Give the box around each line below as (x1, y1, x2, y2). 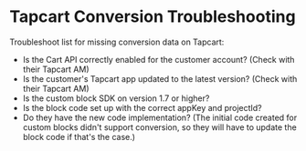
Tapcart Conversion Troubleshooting (9, 6, 296, 27)
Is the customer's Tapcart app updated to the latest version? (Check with (22, 73, 298, 84)
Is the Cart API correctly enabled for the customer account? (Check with (22, 54, 295, 65)
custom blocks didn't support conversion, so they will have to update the (22, 121, 297, 133)
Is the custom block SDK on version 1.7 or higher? (22, 93, 210, 104)
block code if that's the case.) (22, 131, 135, 142)
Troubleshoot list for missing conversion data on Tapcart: (9, 36, 225, 47)
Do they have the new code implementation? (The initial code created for (22, 112, 298, 123)
